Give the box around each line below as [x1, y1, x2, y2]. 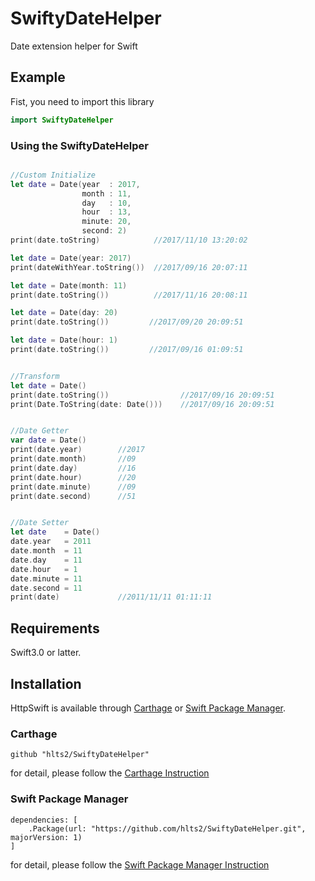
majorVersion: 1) [10, 832, 83, 842]
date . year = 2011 [10, 537, 92, 547]
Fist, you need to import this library [10, 95, 155, 107]
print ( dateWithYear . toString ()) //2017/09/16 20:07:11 [10, 262, 248, 272]
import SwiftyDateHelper [10, 115, 114, 125]
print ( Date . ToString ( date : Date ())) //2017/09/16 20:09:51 [10, 399, 275, 409]
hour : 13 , [81, 207, 132, 217]
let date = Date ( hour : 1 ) [10, 335, 118, 346]
